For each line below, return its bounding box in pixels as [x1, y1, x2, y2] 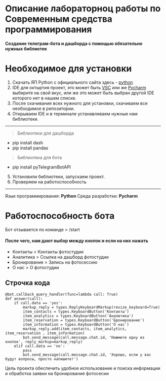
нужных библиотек [5, 45, 47, 52]
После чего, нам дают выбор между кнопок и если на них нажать [5, 238, 149, 244]
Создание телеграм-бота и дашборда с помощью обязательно [5, 40, 143, 46]
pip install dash [12, 139, 43, 145]
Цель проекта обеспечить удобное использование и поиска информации [5, 365, 161, 371]
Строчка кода [5, 279, 50, 287]
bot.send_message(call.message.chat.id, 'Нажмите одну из [23, 335, 145, 340]
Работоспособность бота [5, 210, 115, 221]
